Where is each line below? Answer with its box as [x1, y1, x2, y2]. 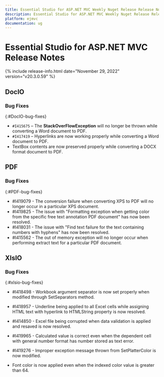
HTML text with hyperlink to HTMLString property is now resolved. [12, 309, 146, 315]
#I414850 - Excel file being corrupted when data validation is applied [12, 318, 151, 324]
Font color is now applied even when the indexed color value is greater [12, 362, 155, 368]
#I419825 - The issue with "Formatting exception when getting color [12, 209, 150, 214]
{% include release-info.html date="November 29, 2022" [5, 68, 120, 74]
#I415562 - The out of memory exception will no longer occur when [12, 234, 148, 240]
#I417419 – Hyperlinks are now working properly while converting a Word [12, 133, 159, 139]
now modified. [12, 353, 41, 359]
